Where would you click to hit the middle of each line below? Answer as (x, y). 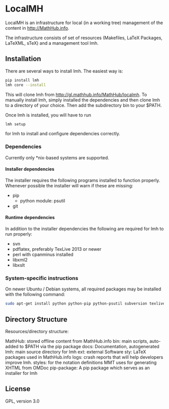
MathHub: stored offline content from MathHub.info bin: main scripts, (77, 341)
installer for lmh (21, 373)
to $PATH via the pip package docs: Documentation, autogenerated (89, 347)
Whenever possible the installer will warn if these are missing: (69, 185)
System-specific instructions (42, 278)
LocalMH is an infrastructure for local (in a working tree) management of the (84, 23)
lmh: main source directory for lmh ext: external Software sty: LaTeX (76, 352)
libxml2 (20, 260)
